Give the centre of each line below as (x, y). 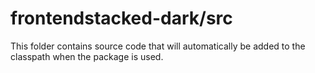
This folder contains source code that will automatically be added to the (158, 46)
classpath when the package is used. (87, 56)
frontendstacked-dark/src (121, 18)
